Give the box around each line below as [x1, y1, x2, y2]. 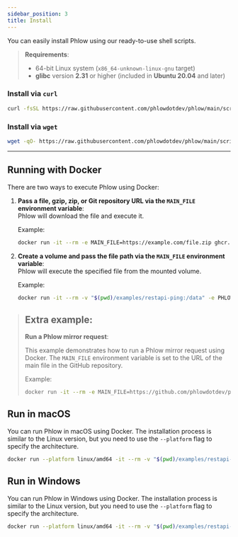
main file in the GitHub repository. [24, 362, 123, 370]
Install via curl [7, 89, 58, 99]
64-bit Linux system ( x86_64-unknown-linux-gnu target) [35, 64, 195, 72]
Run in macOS [7, 408, 71, 420]
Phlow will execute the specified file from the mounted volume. [17, 267, 202, 275]
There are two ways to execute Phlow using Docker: [7, 183, 159, 191]
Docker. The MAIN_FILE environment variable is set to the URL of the [24, 354, 223, 362]
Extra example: [24, 313, 93, 325]
